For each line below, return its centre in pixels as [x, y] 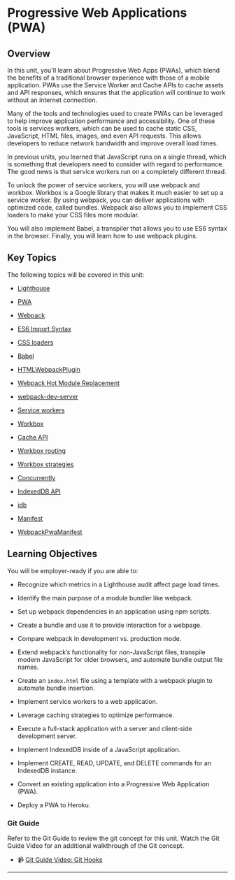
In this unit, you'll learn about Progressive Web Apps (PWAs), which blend [114, 70]
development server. [47, 736]
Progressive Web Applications [97, 13]
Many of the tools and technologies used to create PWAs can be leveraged [115, 114]
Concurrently [36, 477]
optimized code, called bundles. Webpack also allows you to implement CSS [117, 207]
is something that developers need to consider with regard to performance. [115, 164]
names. [28, 667]
